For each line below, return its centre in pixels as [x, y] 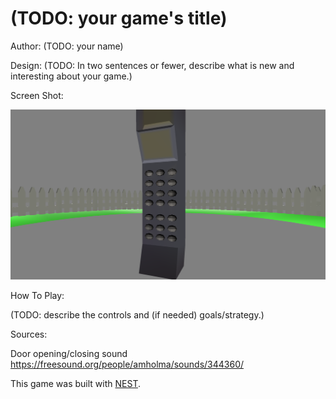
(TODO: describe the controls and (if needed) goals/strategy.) [137, 315]
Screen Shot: [37, 95]
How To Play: [37, 296]
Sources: [29, 334]
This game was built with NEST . [75, 384]
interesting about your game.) [71, 76]
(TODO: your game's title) [119, 18]
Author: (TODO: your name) [67, 46]
